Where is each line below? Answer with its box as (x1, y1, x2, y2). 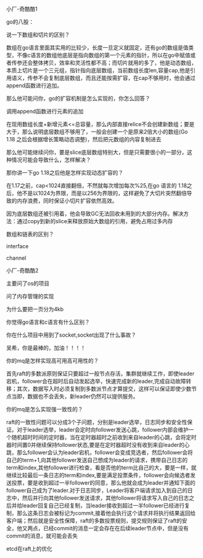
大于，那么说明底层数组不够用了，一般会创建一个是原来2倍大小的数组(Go (6, 128, 188, 135)
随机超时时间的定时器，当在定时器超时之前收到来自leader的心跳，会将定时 (11, 434, 197, 441)
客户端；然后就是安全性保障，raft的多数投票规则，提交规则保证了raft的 (6, 517, 182, 524)
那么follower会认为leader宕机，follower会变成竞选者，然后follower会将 (16, 449, 193, 456)
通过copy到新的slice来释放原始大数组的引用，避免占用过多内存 (16, 218, 173, 224)
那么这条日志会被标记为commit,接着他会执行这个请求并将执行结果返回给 (16, 509, 196, 517)
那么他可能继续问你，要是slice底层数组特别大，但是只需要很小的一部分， (6, 149, 187, 156)
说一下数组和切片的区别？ (6, 31, 70, 38)
